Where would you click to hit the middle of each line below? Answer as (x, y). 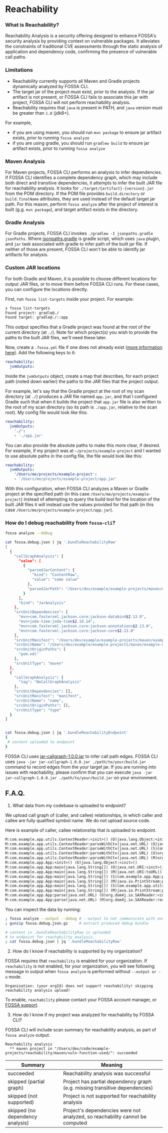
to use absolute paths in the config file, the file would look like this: (74, 456)
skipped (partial (26, 1082)
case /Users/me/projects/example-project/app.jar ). (59, 510)
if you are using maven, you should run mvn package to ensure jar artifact (87, 132)
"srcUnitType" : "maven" (39, 663)
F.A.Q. (15, 794)
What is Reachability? (32, 25)
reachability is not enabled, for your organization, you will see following (80, 966)
